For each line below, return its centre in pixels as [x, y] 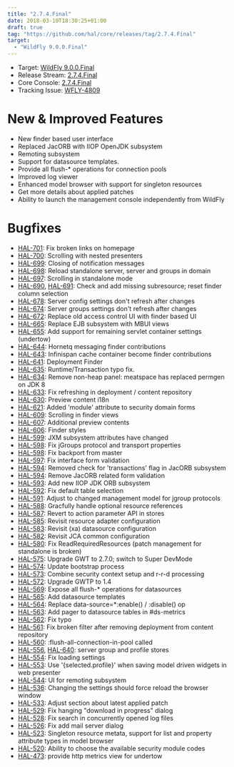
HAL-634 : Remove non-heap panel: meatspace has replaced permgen [121, 377]
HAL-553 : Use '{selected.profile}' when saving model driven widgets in [122, 665]
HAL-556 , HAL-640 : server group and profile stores [93, 649]
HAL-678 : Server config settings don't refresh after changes [106, 301]
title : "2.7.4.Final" [40, 14]
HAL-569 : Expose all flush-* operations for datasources [100, 589]
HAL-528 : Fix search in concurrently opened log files [95, 718]
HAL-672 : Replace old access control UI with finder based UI [107, 316]
